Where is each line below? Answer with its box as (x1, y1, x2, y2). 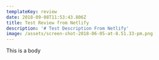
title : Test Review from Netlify (6, 20, 89, 26)
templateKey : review (6, 8, 58, 15)
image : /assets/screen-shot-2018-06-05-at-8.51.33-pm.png (6, 31, 153, 37)
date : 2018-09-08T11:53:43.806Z (6, 14, 86, 20)
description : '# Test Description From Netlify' (6, 25, 129, 31)
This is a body (6, 47, 41, 54)
